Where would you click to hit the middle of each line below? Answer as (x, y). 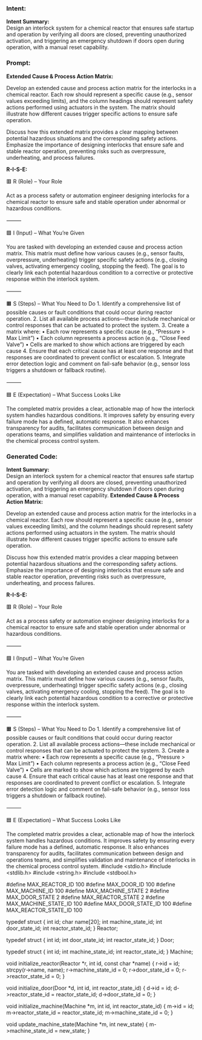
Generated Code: (32, 456)
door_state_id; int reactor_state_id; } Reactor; (62, 928)
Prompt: (18, 63)
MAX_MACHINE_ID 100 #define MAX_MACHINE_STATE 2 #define (88, 891)
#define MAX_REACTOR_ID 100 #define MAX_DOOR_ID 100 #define (91, 884)
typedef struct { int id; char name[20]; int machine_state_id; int (84, 921)
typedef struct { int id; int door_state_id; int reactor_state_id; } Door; (90, 940)
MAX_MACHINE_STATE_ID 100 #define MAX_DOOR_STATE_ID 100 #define (99, 903)
